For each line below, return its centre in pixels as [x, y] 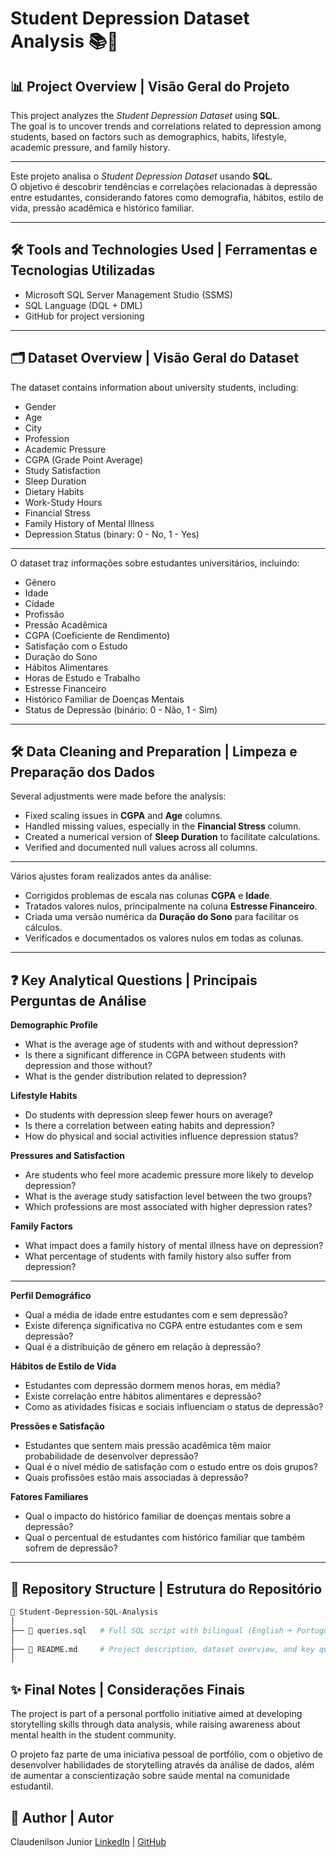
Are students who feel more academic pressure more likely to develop [169, 1175]
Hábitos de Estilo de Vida [63, 1366]
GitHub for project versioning [84, 316]
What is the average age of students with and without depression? [161, 1044]
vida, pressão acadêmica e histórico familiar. [102, 208]
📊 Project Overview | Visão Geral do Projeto [150, 86]
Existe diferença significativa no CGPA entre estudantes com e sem [163, 1326]
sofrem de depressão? [71, 1548]
